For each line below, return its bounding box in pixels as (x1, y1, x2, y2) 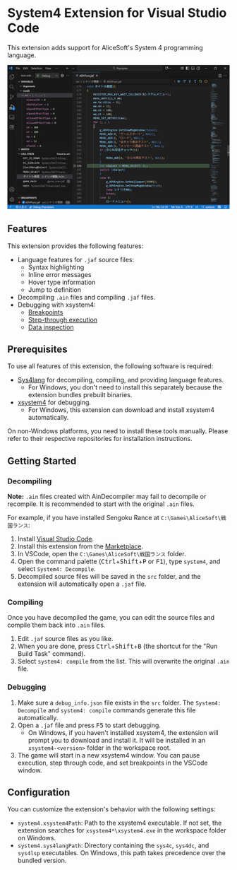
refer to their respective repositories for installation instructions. (7, 435, 193, 443)
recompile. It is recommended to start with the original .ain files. (7, 500, 195, 508)
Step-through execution (28, 315, 97, 324)
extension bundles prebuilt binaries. (28, 391, 133, 399)
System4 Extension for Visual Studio (7, 5, 227, 21)
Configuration (7, 787, 71, 799)
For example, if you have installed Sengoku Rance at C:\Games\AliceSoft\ (7, 514, 221, 522)
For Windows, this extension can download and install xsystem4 (28, 406, 215, 414)
